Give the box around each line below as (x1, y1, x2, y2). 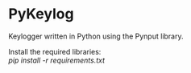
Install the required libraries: (8, 47, 102, 56)
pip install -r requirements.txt (8, 55, 106, 65)
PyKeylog (8, 5, 74, 23)
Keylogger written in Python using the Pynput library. (8, 31, 184, 41)
